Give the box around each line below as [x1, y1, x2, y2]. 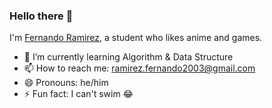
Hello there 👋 [9, 9, 74, 23]
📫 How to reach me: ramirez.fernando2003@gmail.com [23, 62, 256, 74]
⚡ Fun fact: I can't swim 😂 [23, 88, 134, 100]
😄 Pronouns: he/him [23, 77, 109, 89]
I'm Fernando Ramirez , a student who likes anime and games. [9, 32, 263, 44]
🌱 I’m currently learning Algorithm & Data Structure [23, 51, 234, 63]
